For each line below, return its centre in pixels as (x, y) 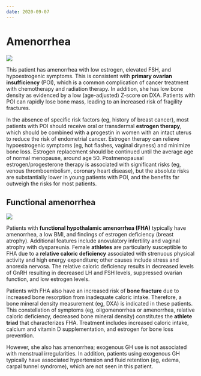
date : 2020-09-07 (28, 12)
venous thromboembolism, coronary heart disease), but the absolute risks (98, 171)
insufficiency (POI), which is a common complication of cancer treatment (97, 82)
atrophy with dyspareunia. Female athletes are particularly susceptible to (97, 247)
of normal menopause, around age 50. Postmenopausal (75, 158)
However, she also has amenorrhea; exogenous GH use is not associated (97, 347)
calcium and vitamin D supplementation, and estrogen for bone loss (90, 329)
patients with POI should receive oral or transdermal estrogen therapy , (94, 126)
